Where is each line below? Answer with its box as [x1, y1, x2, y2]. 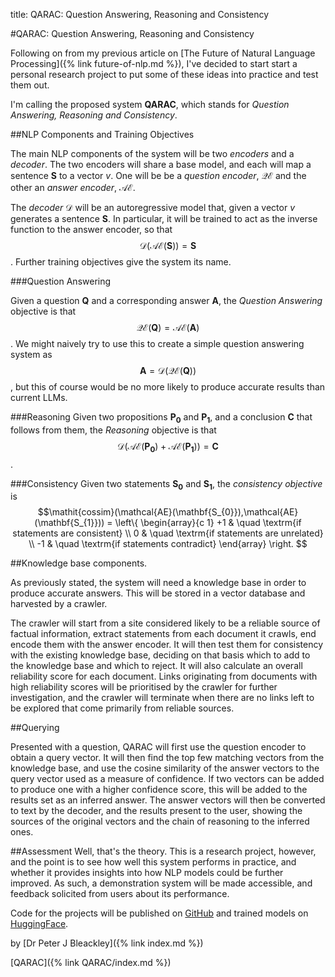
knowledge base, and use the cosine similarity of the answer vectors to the [10, 762, 320, 774]
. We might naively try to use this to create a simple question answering [10, 338, 305, 349]
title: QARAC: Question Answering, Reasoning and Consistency [10, 9, 270, 20]
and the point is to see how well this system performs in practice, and [10, 856, 297, 868]
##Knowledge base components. [10, 557, 148, 569]
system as [10, 349, 53, 360]
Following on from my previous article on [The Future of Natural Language [10, 47, 316, 59]
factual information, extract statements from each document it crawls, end [10, 628, 317, 640]
